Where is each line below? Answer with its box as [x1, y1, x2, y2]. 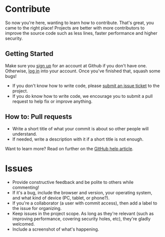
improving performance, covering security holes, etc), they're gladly [12, 215, 151, 222]
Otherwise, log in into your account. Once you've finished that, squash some [5, 68, 161, 74]
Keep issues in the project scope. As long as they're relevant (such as [12, 210, 154, 216]
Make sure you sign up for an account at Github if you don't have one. [5, 62, 147, 68]
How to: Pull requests [5, 113, 72, 121]
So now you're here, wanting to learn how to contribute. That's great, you [5, 20, 154, 26]
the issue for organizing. [12, 205, 62, 211]
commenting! [12, 184, 39, 190]
